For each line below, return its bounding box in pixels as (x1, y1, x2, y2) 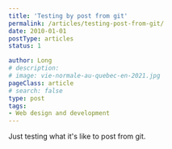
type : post (8, 94, 45, 102)
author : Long (8, 57, 52, 65)
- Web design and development (8, 109, 111, 117)
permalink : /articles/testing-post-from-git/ (8, 19, 164, 28)
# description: (8, 64, 60, 73)
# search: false (8, 87, 63, 95)
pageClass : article (8, 79, 74, 87)
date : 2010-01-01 (8, 27, 67, 35)
